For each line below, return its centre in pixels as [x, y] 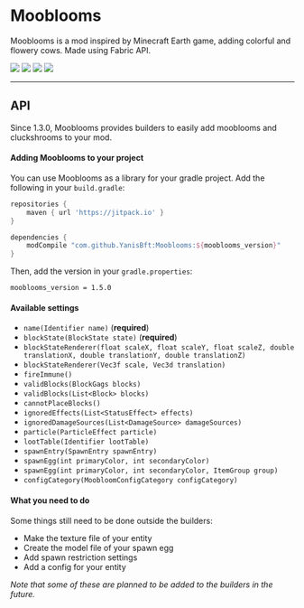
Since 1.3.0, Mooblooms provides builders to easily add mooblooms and [144, 127]
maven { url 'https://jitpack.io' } [96, 212]
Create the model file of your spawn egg [98, 547]
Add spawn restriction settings [80, 557]
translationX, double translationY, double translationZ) [134, 356]
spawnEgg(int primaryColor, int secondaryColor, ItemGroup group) [151, 471]
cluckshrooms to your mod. [61, 137]
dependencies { [39, 237]
